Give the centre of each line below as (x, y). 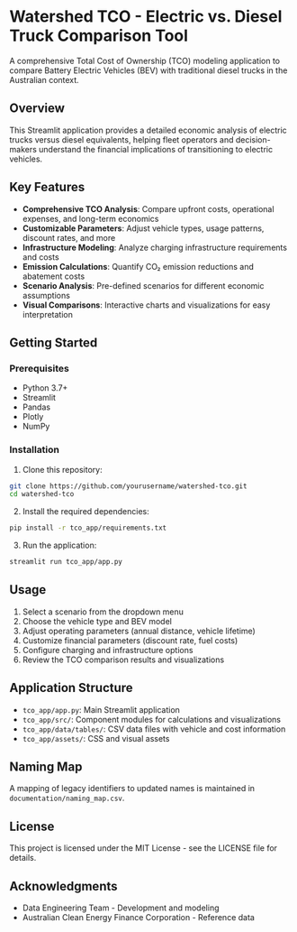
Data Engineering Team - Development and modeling (121, 908)
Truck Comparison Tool (99, 36)
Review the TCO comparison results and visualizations (123, 660)
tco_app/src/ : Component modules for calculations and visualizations (152, 719)
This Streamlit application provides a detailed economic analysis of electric (148, 130)
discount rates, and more (69, 237)
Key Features (47, 187)
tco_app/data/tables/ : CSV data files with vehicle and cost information (154, 729)
